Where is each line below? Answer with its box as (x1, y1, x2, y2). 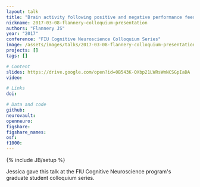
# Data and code (6, 102, 46, 107)
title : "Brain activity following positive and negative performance (6, 14, 183, 20)
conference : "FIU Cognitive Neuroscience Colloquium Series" (6, 36, 161, 42)
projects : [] (6, 47, 39, 53)
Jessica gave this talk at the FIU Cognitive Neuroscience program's (6, 168, 171, 175)
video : (6, 75, 23, 81)
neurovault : (6, 112, 36, 119)
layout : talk (6, 8, 39, 15)
